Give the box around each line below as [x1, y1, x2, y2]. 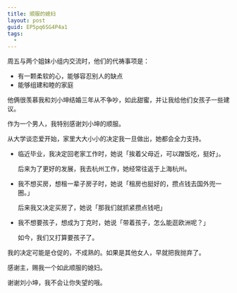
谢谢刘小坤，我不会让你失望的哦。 [7, 278, 107, 287]
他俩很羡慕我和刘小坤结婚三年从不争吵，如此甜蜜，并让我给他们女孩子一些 [7, 96, 224, 104]
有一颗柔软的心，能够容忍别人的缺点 [17, 72, 123, 80]
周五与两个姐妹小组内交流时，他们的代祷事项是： [7, 57, 150, 66]
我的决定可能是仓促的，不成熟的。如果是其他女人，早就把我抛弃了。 [7, 249, 205, 257]
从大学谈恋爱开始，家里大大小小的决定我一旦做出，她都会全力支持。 [7, 135, 205, 143]
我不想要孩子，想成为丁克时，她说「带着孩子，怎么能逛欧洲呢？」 [17, 218, 209, 227]
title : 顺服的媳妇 [7, 10, 56, 18]
